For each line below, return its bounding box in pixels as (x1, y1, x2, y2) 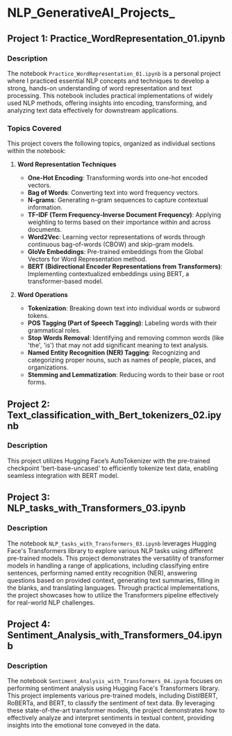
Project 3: (7, 492, 51, 504)
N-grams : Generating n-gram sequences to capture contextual (27, 196, 208, 205)
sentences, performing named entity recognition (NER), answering (7, 568, 197, 577)
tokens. (27, 312, 49, 320)
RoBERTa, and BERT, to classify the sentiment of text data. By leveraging (7, 699, 215, 707)
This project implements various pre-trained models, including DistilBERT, (7, 691, 218, 700)
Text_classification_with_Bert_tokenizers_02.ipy (7, 409, 222, 421)
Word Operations (17, 291, 68, 299)
